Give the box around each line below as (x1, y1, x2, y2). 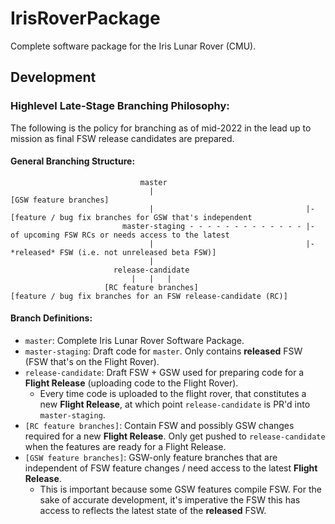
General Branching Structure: (10, 155, 136, 167)
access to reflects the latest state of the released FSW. (39, 505, 267, 517)
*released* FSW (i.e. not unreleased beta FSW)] (10, 247, 217, 257)
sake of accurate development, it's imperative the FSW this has (39, 494, 301, 506)
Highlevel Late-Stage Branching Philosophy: (10, 99, 230, 113)
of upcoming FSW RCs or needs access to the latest (10, 230, 230, 240)
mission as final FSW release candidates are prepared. (10, 132, 235, 144)
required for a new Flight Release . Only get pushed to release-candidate (24, 430, 326, 442)
